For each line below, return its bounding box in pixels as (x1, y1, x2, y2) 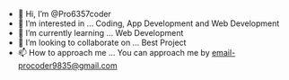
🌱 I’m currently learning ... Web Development (17, 28, 184, 38)
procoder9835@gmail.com (17, 60, 118, 71)
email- (211, 48, 236, 58)
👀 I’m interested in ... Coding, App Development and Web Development (17, 18, 280, 29)
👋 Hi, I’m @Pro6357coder (17, 9, 112, 19)
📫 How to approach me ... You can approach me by (17, 48, 211, 58)
